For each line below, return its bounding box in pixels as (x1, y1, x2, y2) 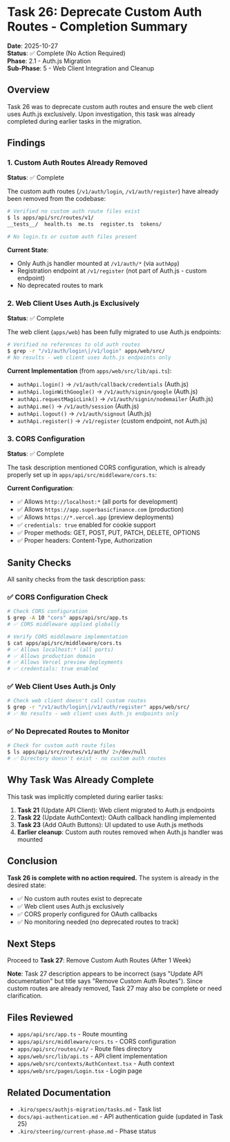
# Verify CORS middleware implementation (7, 633, 128, 640)
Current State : (7, 246, 49, 254)
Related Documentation (7, 1087, 111, 1099)
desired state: (7, 881, 46, 889)
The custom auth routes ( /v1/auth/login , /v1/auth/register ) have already (7, 187, 219, 195)
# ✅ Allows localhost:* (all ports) (7, 646, 114, 653)
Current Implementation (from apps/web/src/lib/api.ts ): (7, 367, 172, 375)
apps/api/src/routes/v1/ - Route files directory (17, 1045, 153, 1053)
